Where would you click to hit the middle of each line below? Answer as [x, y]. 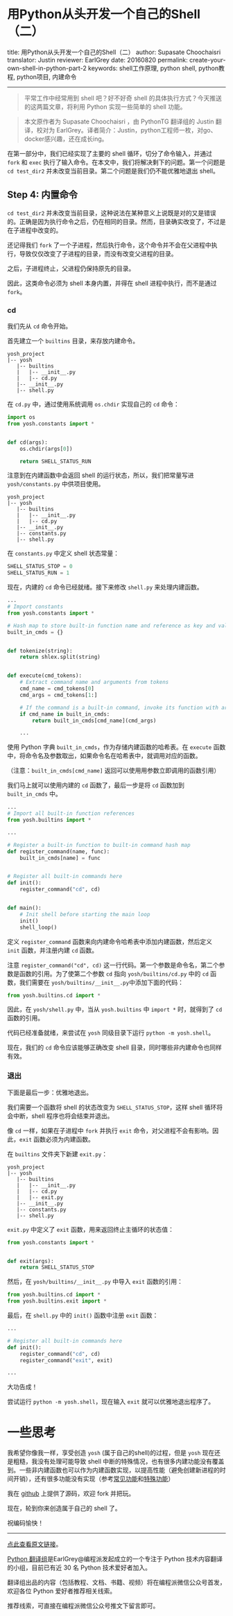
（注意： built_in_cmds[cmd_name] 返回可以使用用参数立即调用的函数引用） [114, 771]
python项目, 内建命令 [46, 76]
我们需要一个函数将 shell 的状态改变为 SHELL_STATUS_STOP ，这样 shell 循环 [112, 1107]
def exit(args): [31, 1261]
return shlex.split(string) [60, 657]
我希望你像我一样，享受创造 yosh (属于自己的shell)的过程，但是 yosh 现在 [111, 1453]
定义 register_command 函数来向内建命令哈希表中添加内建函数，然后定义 [110, 941]
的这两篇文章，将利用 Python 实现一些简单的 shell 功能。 [105, 106]
